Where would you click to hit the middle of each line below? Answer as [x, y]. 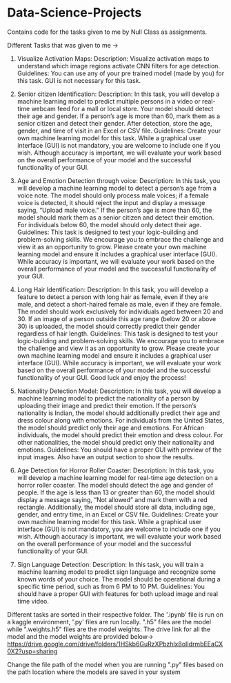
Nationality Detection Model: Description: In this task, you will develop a [119, 391]
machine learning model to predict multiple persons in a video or [109, 101]
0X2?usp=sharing [32, 651]
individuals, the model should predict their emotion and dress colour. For [120, 435]
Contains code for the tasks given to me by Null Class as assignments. [107, 32]
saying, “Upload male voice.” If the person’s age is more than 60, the [114, 210]
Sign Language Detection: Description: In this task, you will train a [110, 564]
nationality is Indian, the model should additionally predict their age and [119, 413]
